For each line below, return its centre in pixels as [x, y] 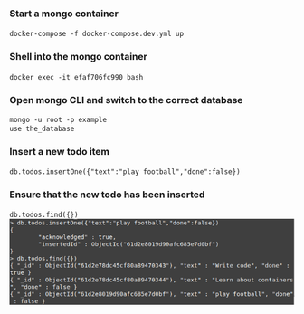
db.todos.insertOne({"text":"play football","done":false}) [125, 172]
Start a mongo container [64, 14]
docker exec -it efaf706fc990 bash [76, 77]
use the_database [42, 128]
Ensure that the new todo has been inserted [107, 195]
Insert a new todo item [60, 151]
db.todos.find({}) [44, 215]
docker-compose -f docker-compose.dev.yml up [96, 34]
